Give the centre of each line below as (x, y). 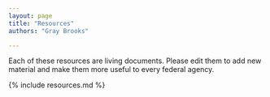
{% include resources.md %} (57, 85)
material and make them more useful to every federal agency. (111, 70)
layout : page (30, 16)
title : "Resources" (41, 23)
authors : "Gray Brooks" (49, 31)
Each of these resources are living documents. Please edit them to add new (135, 61)
